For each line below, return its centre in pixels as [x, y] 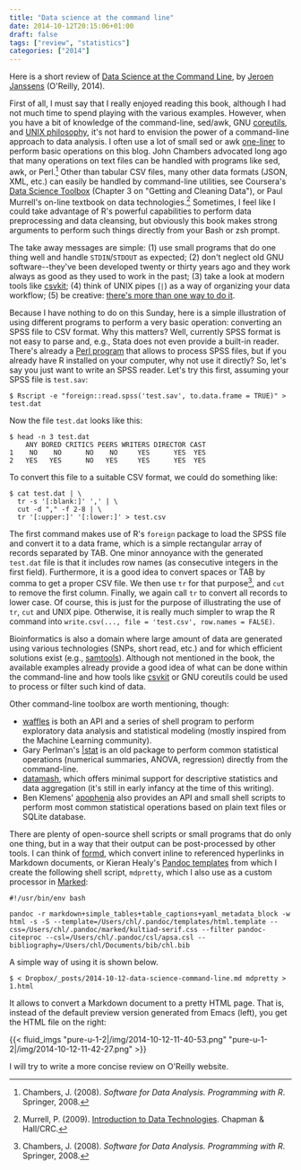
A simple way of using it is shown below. [84, 963]
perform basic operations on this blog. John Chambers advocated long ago [148, 151]
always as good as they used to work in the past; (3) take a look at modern [147, 277]
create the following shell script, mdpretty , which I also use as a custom [141, 873]
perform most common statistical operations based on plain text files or [154, 807]
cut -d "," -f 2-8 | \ [60, 510]
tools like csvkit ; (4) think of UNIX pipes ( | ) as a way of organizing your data [150, 286]
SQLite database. [54, 817]
